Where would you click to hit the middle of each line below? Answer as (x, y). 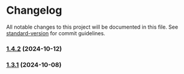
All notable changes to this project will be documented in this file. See (92, 27)
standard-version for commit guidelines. (56, 33)
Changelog (34, 10)
